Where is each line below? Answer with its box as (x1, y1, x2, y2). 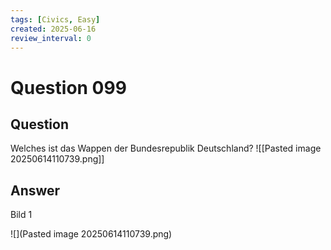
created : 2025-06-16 (10, 24, 97, 34)
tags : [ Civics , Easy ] (10, 14, 101, 25)
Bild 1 (10, 209, 33, 221)
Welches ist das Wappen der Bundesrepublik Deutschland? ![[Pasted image (10, 142, 322, 155)
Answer (10, 182, 61, 199)
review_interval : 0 (10, 33, 92, 43)
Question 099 (10, 76, 127, 99)
